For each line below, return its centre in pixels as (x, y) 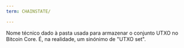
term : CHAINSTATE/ (28, 11)
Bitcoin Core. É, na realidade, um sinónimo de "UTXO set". (76, 39)
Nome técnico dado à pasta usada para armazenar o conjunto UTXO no (92, 33)
